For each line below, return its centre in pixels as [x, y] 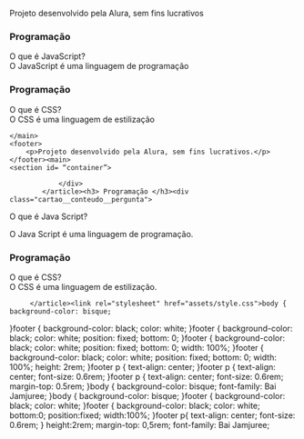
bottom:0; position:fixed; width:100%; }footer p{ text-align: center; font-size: [152, 415]
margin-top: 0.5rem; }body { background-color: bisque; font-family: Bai [143, 386]
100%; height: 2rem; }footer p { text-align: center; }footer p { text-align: [142, 366]
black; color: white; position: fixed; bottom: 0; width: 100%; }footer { [137, 347]
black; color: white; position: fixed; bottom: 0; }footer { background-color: [147, 338]
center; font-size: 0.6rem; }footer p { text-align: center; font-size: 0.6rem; [147, 376]
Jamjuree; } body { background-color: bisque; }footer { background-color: [147, 395]
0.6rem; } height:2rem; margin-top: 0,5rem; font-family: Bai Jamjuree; [140, 424]
